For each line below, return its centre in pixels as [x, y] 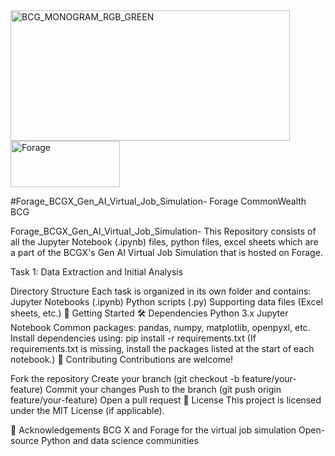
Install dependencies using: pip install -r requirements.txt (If [133, 338]
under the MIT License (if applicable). [87, 410]
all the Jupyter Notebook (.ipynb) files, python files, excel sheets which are [164, 242]
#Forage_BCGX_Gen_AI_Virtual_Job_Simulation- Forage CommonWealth [158, 201]
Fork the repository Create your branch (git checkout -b [125, 378]
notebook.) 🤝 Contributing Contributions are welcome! [122, 359]
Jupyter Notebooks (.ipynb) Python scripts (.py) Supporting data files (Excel [166, 302]
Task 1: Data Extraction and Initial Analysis [97, 272]
